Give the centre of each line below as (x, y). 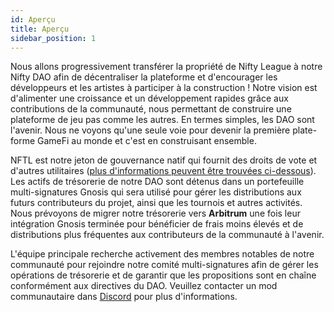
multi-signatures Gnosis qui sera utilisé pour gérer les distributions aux (156, 192)
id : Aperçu (33, 19)
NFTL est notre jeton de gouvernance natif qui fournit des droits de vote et (164, 160)
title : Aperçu (40, 29)
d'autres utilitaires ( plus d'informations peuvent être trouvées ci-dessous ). (163, 171)
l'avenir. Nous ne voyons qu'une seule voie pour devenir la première (150, 130)
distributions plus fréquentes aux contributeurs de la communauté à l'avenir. (167, 235)
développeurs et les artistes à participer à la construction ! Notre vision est (164, 88)
